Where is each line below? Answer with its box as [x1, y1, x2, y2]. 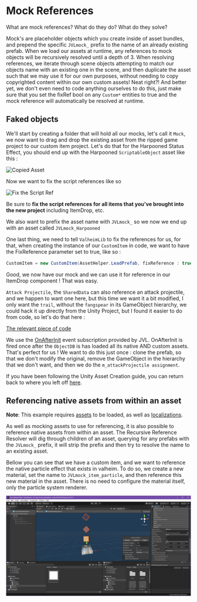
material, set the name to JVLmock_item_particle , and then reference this [6, 472, 182, 479]
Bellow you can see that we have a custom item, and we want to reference [6, 459, 186, 466]
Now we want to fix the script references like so [6, 177, 121, 184]
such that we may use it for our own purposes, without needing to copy [6, 72, 179, 79]
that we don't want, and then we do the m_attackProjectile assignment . [6, 361, 180, 368]
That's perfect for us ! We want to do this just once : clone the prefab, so [6, 348, 182, 356]
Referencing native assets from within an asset [6, 396, 182, 406]
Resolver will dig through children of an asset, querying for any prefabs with [6, 435, 189, 442]
